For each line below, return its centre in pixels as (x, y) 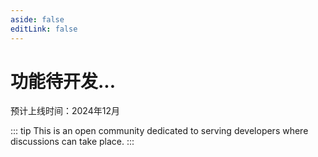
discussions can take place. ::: (72, 142)
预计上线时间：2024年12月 (65, 111)
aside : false (37, 19)
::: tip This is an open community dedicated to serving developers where (159, 131)
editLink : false (44, 29)
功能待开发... (63, 81)
